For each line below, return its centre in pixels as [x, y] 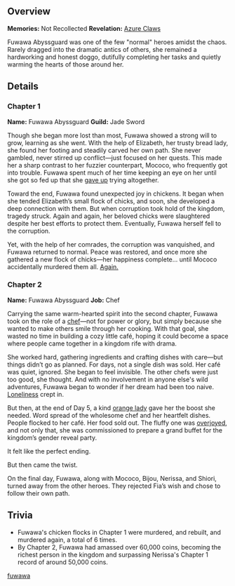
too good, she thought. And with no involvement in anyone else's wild [108, 379]
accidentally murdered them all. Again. [63, 266]
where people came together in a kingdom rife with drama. [92, 343]
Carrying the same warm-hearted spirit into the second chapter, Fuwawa [113, 313]
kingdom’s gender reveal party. [52, 437]
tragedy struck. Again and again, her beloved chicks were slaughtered [109, 216]
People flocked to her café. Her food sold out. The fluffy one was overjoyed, [117, 423]
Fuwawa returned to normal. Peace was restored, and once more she [107, 252]
